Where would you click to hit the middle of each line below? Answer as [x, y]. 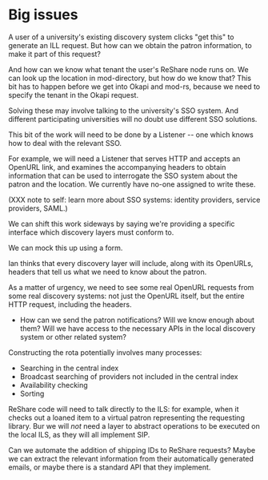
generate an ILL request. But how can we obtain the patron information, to [130, 45]
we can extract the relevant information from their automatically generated [131, 458]
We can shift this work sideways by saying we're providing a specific [122, 224]
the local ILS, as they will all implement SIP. [79, 434]
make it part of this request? [55, 54]
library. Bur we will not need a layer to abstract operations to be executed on [134, 426]
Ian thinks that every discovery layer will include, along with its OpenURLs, [131, 263]
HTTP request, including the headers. [70, 304]
